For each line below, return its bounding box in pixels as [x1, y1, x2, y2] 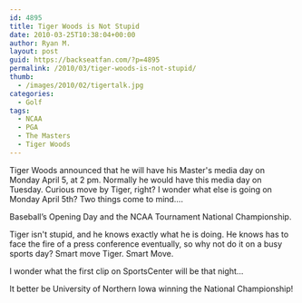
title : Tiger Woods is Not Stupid [9, 22, 141, 31]
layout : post [9, 47, 59, 56]
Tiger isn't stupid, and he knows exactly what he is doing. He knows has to [9, 229, 289, 239]
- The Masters [17, 132, 71, 141]
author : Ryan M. [9, 38, 71, 48]
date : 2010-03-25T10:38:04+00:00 [9, 30, 136, 39]
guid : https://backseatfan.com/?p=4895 [9, 55, 161, 64]
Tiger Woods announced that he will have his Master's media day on [9, 164, 266, 175]
